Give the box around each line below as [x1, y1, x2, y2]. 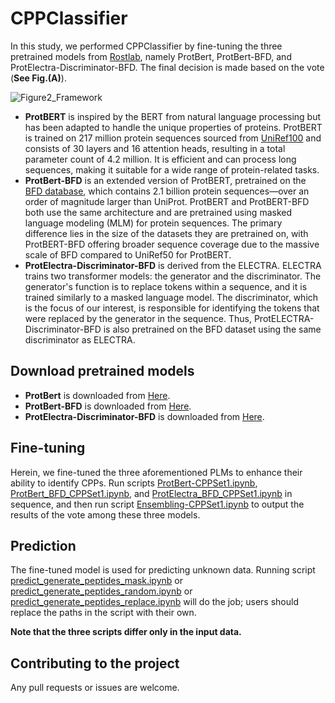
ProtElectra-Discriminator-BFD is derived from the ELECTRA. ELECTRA [24, 259, 322, 271]
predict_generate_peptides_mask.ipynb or [10, 575, 183, 587]
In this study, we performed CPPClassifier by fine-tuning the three [10, 40, 283, 52]
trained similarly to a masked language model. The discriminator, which [24, 291, 319, 303]
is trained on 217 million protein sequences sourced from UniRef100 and [24, 132, 322, 144]
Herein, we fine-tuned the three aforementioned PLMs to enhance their [10, 466, 303, 478]
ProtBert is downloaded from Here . [24, 389, 171, 401]
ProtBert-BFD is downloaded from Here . [24, 400, 192, 412]
